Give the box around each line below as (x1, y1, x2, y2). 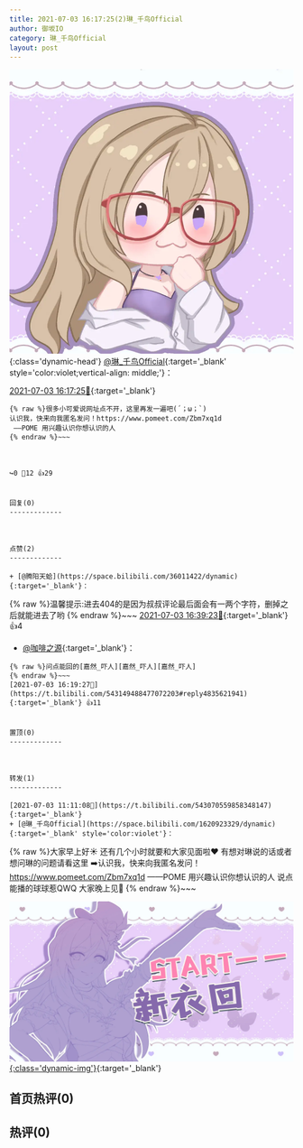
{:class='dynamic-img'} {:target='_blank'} (9, 1062, 162, 1073)
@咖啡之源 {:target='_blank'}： (22, 643, 135, 653)
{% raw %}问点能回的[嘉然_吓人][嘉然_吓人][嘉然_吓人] (9, 662, 197, 671)
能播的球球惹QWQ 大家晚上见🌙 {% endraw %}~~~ (9, 883, 197, 893)
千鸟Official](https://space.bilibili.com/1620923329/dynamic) (35, 819, 277, 829)
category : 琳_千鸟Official (9, 33, 106, 42)
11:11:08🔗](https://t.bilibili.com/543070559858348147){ (57, 801, 272, 810)
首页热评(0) (9, 1091, 74, 1106)
